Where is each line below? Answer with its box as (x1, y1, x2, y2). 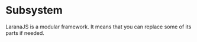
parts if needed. (5, 29, 45, 36)
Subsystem (5, 4, 63, 17)
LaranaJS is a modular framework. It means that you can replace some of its (5, 23, 192, 30)
